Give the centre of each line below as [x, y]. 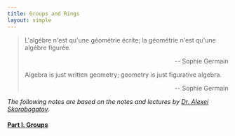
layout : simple [29, 20]
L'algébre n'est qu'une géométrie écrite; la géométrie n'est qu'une [120, 40]
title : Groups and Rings [43, 14]
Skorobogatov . [29, 109]
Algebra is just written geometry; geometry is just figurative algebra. [123, 75]
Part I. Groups [28, 125]
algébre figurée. [48, 47]
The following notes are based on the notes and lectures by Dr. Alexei [108, 101]
